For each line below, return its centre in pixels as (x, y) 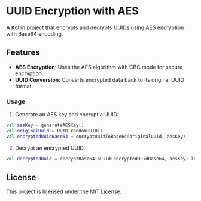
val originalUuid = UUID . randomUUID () (54, 131)
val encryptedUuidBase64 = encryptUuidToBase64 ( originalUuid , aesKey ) (96, 136)
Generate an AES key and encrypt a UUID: (67, 115)
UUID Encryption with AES (73, 11)
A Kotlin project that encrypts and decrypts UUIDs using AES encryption (95, 27)
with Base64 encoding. (35, 33)
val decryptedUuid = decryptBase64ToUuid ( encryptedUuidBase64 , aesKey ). (99, 159)
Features (23, 53)
